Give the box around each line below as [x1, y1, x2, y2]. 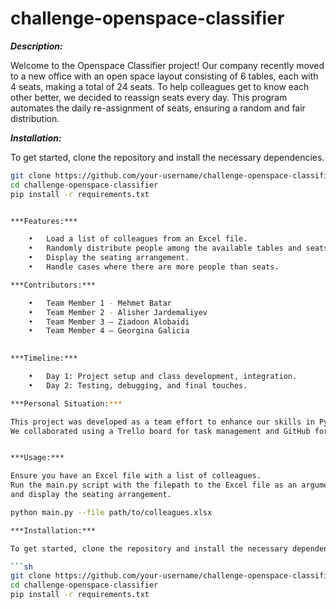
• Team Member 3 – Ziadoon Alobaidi [28, 317, 190, 327]
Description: [10, 40, 63, 52]
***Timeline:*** [10, 353, 78, 364]
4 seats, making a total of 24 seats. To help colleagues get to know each [10, 80, 310, 92]
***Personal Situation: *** [10, 398, 123, 409]
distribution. [10, 112, 60, 124]
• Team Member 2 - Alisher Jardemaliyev [28, 307, 208, 317]
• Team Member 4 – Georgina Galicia [28, 326, 190, 336]
